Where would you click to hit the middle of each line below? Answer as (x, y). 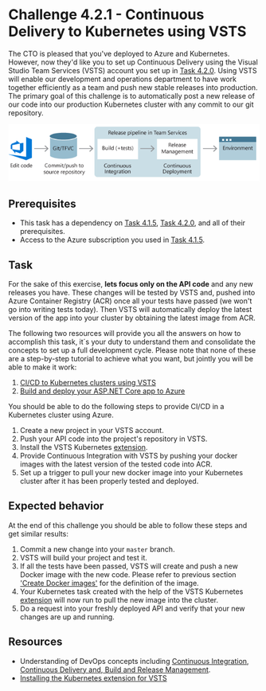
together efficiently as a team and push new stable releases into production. (133, 87)
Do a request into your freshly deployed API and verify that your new (132, 608)
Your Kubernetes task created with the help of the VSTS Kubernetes (131, 591)
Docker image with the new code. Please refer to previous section (128, 574)
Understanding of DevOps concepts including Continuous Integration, (134, 661)
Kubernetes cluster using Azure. (61, 415)
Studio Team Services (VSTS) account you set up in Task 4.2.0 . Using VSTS (133, 70)
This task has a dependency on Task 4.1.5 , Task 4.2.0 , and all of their (132, 223)
